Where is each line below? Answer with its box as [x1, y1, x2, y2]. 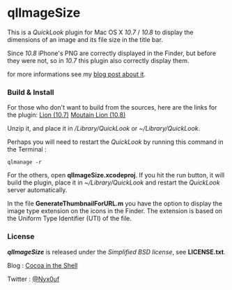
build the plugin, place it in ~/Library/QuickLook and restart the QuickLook [7, 178, 221, 187]
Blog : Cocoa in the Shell [7, 261, 78, 270]
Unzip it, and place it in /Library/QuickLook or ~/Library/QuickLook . [7, 124, 201, 133]
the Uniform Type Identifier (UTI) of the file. [7, 215, 132, 223]
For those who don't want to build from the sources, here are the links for [7, 103, 217, 112]
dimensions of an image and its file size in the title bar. [7, 35, 164, 43]
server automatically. [7, 186, 68, 194]
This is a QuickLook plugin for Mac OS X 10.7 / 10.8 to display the [7, 28, 194, 36]
